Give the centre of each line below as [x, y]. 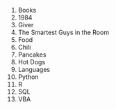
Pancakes [32, 54]
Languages [34, 70]
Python [28, 77]
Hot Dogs [32, 62]
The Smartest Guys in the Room [64, 32]
